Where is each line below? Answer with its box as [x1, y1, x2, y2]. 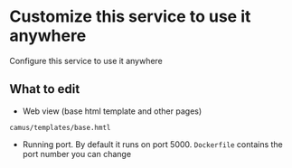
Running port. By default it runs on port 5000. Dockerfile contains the [22, 138, 283, 150]
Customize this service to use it [9, 6, 251, 27]
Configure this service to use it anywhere [9, 55, 163, 66]
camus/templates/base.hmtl [9, 123, 111, 132]
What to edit [9, 81, 80, 97]
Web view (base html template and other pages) [22, 106, 203, 117]
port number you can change [22, 148, 132, 159]
